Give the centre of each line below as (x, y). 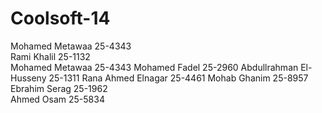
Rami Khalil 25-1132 (50, 56)
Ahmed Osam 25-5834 (57, 99)
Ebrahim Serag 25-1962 (59, 88)
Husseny (28, 78)
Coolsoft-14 (60, 18)
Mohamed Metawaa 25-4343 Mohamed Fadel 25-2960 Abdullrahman (154, 67)
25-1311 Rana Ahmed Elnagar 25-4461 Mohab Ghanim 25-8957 (178, 78)
